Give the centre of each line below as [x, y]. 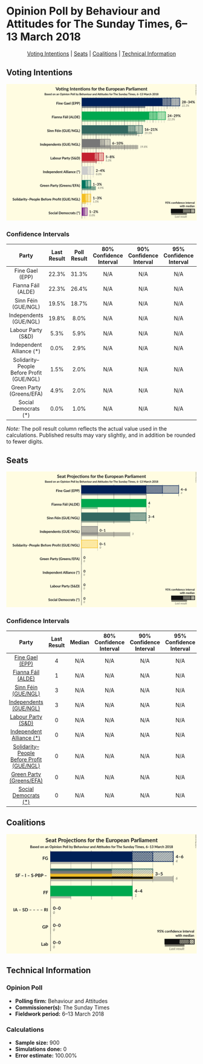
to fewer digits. [25, 441]
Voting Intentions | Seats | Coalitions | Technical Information [101, 53]
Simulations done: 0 [41, 1049]
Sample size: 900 [37, 1042]
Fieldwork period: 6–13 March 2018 [60, 1014]
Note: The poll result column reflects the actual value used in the [87, 428]
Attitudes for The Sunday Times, [90, 24]
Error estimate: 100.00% [46, 1055]
